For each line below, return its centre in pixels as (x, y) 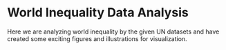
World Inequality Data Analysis (98, 13)
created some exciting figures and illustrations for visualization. (97, 38)
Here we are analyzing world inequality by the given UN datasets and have (113, 32)
